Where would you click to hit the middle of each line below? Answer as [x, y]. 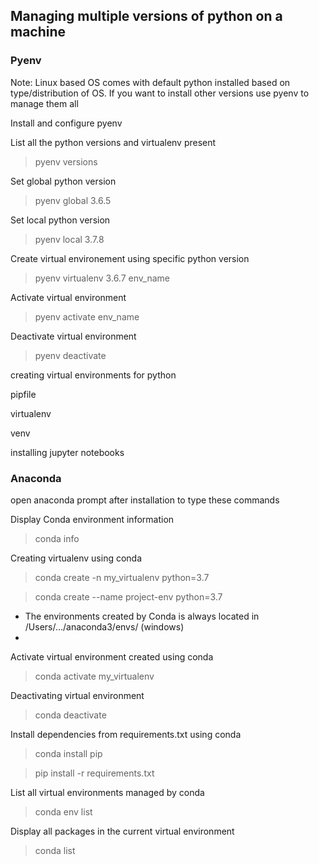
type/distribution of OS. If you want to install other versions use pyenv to [160, 93]
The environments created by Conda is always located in [142, 616]
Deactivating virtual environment [77, 695]
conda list [55, 850]
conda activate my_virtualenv [94, 676]
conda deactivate [70, 715]
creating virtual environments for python [93, 375]
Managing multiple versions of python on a [146, 16]
